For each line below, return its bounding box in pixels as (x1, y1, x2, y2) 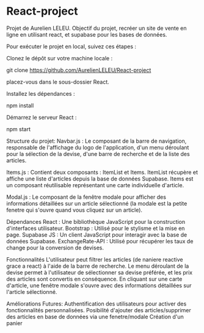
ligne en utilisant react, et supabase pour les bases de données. (6, 30, 167, 38)
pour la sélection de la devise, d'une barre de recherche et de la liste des (6, 150, 191, 157)
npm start (6, 125, 31, 132)
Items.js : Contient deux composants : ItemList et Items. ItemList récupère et (6, 168, 199, 176)
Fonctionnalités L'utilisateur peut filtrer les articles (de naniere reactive (6, 256, 183, 263)
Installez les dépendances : (6, 90, 75, 97)
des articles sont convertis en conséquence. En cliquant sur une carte (6, 275, 183, 282)
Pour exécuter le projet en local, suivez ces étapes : (6, 43, 136, 50)
